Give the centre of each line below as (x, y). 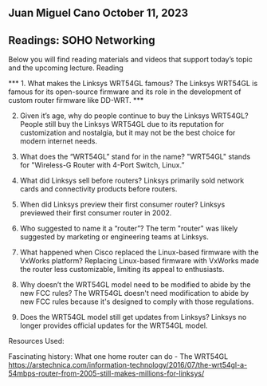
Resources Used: (37, 341)
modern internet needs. (59, 141)
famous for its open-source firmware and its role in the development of (125, 92)
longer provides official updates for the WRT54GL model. (114, 325)
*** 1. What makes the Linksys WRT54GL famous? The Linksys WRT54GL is (133, 84)
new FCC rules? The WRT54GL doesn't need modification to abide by (134, 293)
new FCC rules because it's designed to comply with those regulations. (137, 301)
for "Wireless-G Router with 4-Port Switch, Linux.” (102, 165)
